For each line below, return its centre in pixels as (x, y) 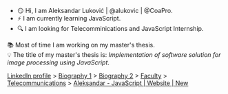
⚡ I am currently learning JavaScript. (69, 18)
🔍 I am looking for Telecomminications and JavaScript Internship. (110, 28)
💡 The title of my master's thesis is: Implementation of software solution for (114, 55)
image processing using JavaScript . (59, 62)
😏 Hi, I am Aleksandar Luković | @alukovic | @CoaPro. (95, 11)
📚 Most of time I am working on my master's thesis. (81, 45)
